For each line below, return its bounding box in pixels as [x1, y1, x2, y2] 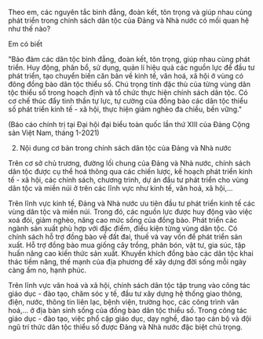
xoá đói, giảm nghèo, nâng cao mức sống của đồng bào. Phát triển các [8, 216, 238, 224]
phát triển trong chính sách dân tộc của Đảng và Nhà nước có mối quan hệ [8, 16, 250, 25]
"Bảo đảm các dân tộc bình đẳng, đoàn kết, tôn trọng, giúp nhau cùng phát [8, 55, 250, 64]
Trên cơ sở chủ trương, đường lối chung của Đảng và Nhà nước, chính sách [8, 159, 251, 168]
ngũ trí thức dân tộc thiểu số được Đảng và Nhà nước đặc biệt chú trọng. [8, 323, 243, 331]
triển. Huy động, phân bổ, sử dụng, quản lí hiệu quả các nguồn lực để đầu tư [8, 63, 255, 72]
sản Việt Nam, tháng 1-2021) [8, 128, 100, 137]
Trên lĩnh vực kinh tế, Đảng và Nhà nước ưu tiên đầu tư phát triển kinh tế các [8, 199, 255, 208]
